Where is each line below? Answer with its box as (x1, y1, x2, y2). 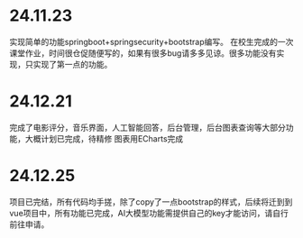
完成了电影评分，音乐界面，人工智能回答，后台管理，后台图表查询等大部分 (9, 122, 286, 133)
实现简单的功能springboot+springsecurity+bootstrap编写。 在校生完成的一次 (9, 36, 294, 47)
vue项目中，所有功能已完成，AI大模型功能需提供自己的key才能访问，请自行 (9, 207, 289, 218)
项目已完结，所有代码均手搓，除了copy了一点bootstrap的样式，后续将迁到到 (9, 196, 293, 207)
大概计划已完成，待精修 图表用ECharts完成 (24, 133, 184, 144)
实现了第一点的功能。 (32, 59, 113, 69)
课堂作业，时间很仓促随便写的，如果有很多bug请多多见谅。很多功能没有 (9, 47, 277, 59)
